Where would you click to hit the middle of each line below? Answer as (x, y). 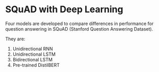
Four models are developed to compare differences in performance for (79, 23)
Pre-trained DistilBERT (36, 65)
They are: (15, 39)
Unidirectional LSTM (34, 54)
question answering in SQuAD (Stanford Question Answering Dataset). (79, 29)
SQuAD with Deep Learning (64, 9)
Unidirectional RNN (33, 49)
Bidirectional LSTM (32, 59)
